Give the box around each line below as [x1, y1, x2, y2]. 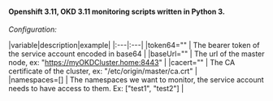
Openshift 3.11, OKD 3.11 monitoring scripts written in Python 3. [8, 7, 225, 16]
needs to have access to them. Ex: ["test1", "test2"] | [8, 84, 184, 94]
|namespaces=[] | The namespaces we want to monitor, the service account [8, 75, 264, 85]
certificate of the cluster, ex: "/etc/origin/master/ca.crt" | [8, 66, 197, 77]
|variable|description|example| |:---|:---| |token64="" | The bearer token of [8, 41, 260, 50]
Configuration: [8, 24, 57, 34]
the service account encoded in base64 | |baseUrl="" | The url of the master [8, 49, 266, 59]
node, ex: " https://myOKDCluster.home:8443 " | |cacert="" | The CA [8, 58, 236, 68]
